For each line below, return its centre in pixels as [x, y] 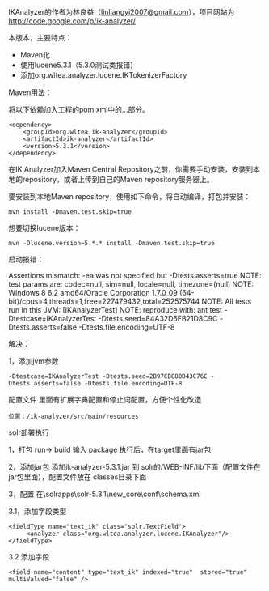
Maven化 [35, 55]
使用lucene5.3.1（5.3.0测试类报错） [78, 65]
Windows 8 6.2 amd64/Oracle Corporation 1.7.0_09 [93, 293]
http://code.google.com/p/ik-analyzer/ [72, 21]
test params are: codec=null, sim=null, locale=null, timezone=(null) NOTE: [131, 284]
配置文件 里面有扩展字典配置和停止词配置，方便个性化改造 [105, 400]
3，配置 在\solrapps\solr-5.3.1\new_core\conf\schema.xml [105, 494]
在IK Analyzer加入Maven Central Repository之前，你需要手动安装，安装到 [131, 169]
